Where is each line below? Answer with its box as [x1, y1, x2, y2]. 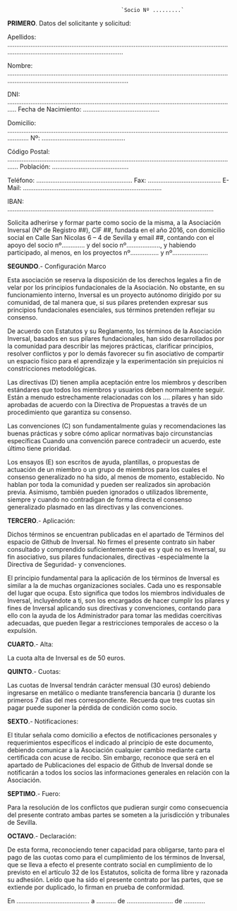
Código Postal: [7, 147, 51, 155]
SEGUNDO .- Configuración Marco [7, 262, 107, 270]
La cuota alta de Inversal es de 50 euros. [7, 653, 126, 662]
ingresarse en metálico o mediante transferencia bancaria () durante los [7, 689, 216, 696]
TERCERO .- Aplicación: [7, 517, 75, 525]
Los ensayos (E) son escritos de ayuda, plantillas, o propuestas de [7, 458, 200, 466]
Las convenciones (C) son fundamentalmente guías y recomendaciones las [7, 422, 226, 430]
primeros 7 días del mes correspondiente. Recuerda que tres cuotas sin [7, 696, 215, 704]
